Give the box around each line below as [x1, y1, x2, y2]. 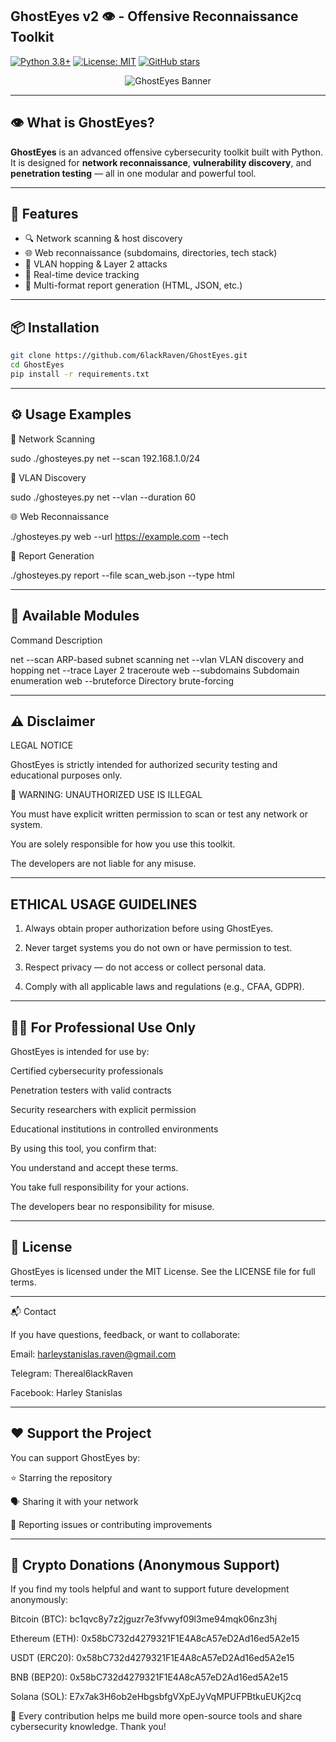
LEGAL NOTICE [10, 739, 74, 752]
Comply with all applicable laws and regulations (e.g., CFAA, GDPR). [24, 981, 305, 993]
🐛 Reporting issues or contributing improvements [10, 1518, 213, 1530]
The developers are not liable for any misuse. [10, 858, 197, 870]
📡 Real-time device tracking [24, 269, 140, 281]
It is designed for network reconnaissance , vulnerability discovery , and [10, 156, 312, 168]
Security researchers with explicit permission [10, 1103, 197, 1115]
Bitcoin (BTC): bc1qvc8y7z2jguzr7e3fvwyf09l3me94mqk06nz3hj [10, 1613, 278, 1625]
